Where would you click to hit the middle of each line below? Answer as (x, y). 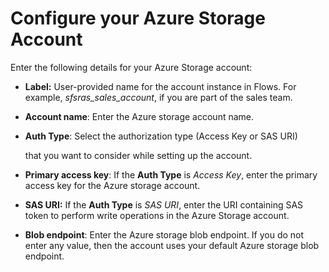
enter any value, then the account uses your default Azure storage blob (172, 245)
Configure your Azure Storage (138, 18)
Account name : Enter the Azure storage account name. (139, 116)
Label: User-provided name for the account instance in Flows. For (160, 86)
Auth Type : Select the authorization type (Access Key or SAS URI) (161, 136)
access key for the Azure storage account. (112, 185)
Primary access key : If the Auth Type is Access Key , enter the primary (171, 174)
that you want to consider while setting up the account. (138, 155)
